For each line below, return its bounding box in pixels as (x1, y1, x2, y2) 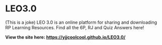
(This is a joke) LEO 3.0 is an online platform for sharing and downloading (5, 19, 157, 25)
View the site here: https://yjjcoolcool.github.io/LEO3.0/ (5, 34, 126, 40)
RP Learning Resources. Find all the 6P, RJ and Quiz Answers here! (5, 24, 144, 30)
